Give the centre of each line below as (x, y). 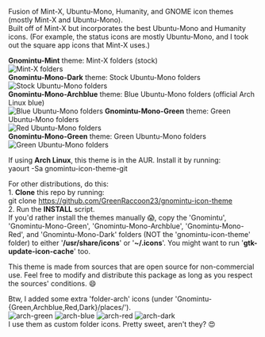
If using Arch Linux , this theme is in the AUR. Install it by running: (115, 160)
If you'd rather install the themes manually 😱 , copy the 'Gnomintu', (117, 218)
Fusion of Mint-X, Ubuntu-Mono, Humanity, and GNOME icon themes (121, 11)
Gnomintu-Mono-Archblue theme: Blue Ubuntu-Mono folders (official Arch (132, 94)
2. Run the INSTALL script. (52, 209)
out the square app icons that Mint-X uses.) (79, 45)
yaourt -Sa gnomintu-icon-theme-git (68, 168)
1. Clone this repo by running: (56, 192)
